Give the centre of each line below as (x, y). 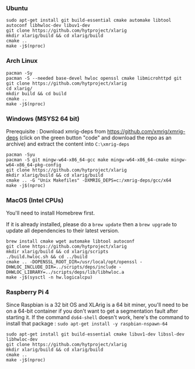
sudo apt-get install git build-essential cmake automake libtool (89, 21)
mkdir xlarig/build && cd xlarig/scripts (57, 252)
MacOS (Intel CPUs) (35, 200)
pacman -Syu (20, 155)
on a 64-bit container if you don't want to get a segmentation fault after (92, 311)
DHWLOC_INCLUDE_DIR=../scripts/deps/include (61, 267)
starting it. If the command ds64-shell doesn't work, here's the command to (97, 317)
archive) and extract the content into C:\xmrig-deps (68, 144)
